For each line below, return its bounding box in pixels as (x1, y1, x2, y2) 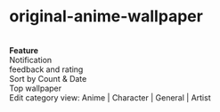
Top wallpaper (9, 83, 62, 93)
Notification (9, 54, 53, 65)
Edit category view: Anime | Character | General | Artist (9, 92, 211, 103)
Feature (9, 44, 38, 55)
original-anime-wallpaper (9, 6, 203, 27)
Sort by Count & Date (9, 73, 87, 84)
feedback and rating (9, 64, 84, 75)
